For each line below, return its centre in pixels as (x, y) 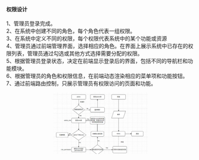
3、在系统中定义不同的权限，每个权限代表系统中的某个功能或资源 (87, 38)
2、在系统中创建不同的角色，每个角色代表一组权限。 (71, 31)
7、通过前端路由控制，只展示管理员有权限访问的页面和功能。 (81, 83)
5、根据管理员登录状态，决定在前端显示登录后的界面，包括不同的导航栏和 (97, 61)
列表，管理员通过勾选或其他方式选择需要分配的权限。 (77, 53)
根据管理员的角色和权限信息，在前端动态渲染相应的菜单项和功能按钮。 (101, 76)
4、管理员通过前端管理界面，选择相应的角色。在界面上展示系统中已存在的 (97, 46)
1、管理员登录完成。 (31, 23)
